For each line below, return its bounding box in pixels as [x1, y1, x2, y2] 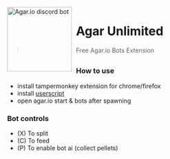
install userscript [17, 89, 65, 97]
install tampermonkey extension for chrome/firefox [17, 82, 161, 90]
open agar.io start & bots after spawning [17, 96, 131, 105]
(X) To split [17, 129, 49, 137]
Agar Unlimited [76, 23, 164, 39]
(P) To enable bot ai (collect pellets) [17, 144, 118, 152]
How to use [76, 66, 115, 76]
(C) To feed [17, 137, 50, 145]
